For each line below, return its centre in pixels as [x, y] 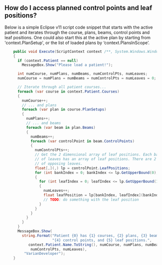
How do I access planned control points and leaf [79, 8]
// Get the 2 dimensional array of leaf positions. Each [93, 155]
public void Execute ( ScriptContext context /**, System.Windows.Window [87, 51]
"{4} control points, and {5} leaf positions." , [102, 240]
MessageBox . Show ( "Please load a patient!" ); [67, 65]
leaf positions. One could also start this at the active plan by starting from [78, 37]
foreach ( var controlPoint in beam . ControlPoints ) [82, 141]
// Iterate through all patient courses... [62, 87]
